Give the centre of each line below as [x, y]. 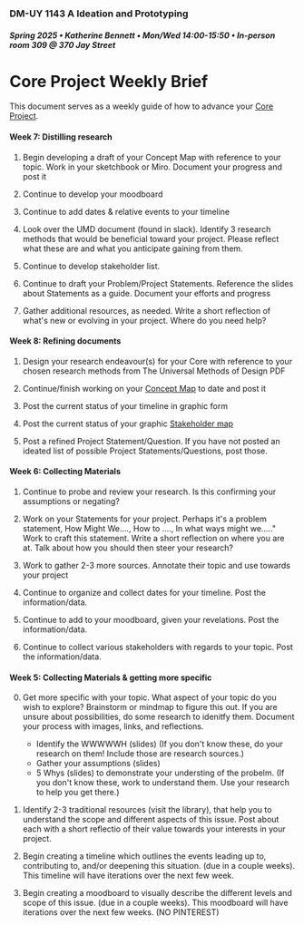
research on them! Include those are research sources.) [140, 754]
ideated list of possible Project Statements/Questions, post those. [145, 451]
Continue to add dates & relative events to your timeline [126, 211]
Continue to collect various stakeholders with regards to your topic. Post [157, 647]
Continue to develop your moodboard [93, 194]
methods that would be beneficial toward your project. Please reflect [151, 239]
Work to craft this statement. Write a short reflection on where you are [153, 539]
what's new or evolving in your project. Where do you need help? [144, 320]
